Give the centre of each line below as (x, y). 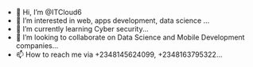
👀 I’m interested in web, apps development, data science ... (113, 20)
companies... (37, 46)
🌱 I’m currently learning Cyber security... (82, 29)
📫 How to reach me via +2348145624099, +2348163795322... (119, 54)
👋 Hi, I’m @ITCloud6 (49, 12)
